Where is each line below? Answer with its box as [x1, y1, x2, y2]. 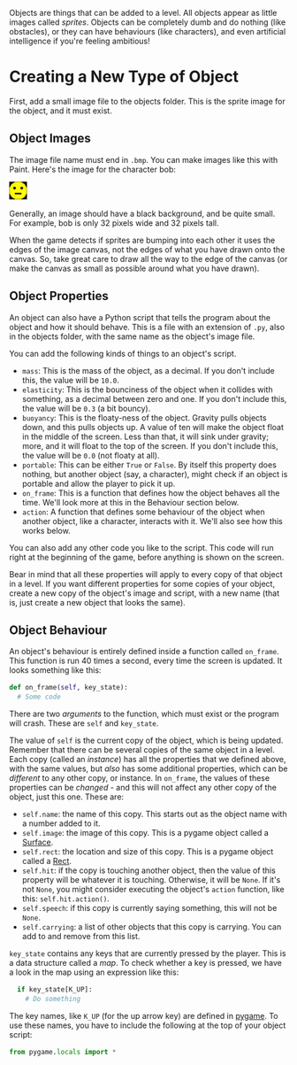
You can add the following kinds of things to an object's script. [9, 348, 237, 359]
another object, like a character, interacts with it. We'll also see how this [21, 515, 283, 526]
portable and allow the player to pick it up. [21, 478, 176, 489]
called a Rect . [21, 856, 72, 867]
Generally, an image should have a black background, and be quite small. [9, 208, 276, 219]
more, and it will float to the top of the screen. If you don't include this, [21, 440, 278, 451]
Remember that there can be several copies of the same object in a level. [9, 745, 276, 755]
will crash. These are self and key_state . [9, 718, 159, 729]
